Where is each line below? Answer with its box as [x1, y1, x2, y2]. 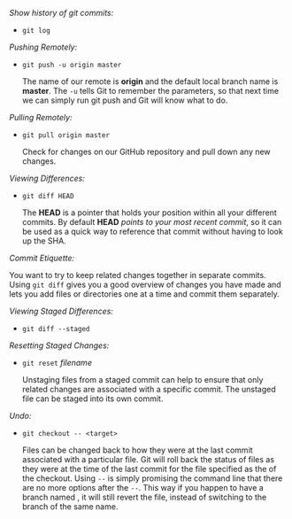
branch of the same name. [21, 501, 119, 512]
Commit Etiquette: [9, 252, 75, 263]
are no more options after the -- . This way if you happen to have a [21, 483, 264, 492]
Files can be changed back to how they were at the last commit [21, 445, 254, 455]
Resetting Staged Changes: [9, 340, 110, 351]
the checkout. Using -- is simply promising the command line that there [21, 473, 283, 484]
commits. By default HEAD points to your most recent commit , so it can [21, 217, 282, 227]
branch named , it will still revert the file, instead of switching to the [21, 492, 267, 502]
